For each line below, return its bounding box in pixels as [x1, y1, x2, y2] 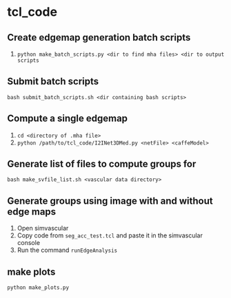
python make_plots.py [7, 284, 70, 291]
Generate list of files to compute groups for [7, 158, 197, 170]
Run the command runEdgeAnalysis [17, 246, 118, 255]
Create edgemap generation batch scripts [7, 32, 191, 43]
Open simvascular [17, 224, 69, 233]
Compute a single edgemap [7, 113, 128, 125]
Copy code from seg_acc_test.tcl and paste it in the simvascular [17, 231, 203, 240]
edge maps [7, 206, 57, 217]
